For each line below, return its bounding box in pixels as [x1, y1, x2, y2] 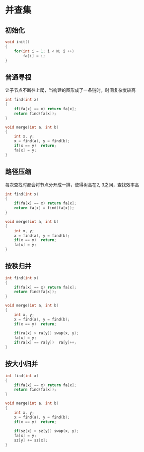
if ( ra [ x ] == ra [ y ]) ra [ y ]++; [14, 340, 77, 345]
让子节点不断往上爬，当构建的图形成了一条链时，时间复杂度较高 [5, 87, 136, 93]
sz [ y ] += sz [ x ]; [14, 438, 48, 443]
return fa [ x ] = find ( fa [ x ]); [14, 205, 74, 211]
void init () [5, 39, 30, 44]
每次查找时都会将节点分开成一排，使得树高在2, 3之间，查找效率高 [5, 181, 140, 187]
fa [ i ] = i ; [23, 53, 46, 58]
